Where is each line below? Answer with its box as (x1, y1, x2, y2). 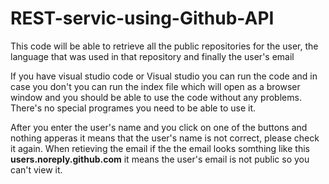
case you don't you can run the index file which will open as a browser (10, 80, 301, 92)
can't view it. (10, 163, 63, 176)
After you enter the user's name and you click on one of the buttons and (10, 121, 308, 133)
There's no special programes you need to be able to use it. (10, 102, 257, 114)
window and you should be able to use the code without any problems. (10, 91, 302, 103)
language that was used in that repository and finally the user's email (10, 50, 295, 62)
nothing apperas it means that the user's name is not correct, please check (10, 132, 320, 144)
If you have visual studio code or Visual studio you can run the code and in (10, 70, 318, 82)
